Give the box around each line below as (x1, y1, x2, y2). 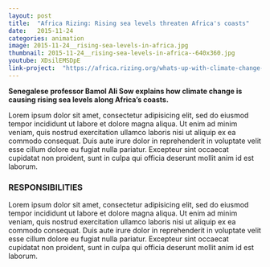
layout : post (8, 11, 52, 20)
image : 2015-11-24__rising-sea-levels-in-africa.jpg (8, 42, 189, 50)
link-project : (8, 64, 56, 72)
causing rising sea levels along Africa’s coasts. (8, 94, 169, 105)
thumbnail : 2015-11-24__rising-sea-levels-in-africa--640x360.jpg (8, 49, 235, 57)
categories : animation (8, 34, 84, 43)
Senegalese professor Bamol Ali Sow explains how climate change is (8, 86, 243, 96)
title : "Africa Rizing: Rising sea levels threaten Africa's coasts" (8, 19, 250, 27)
